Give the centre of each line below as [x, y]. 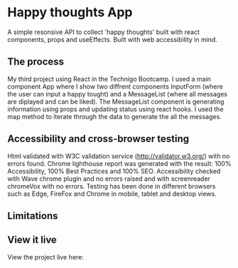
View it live [32, 240]
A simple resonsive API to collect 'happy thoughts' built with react [104, 32]
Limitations [33, 216]
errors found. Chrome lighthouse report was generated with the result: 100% [119, 163]
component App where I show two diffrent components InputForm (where [115, 86]
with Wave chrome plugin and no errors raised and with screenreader [109, 179]
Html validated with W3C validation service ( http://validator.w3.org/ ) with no [119, 156]
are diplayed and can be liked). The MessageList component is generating [116, 101]
